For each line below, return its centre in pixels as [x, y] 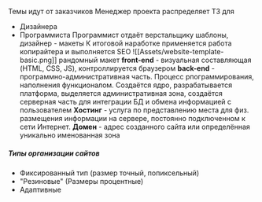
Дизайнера [38, 26]
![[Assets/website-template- [178, 51]
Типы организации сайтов [54, 153]
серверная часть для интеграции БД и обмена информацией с [125, 102]
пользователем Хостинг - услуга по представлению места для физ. [134, 110]
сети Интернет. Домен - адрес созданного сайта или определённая [135, 127]
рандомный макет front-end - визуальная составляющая [155, 60]
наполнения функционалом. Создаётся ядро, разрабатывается [126, 85]
